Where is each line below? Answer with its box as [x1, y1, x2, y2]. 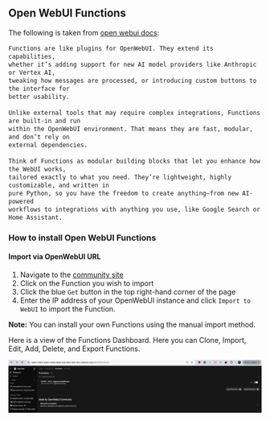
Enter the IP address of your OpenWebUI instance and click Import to [19, 295, 252, 305]
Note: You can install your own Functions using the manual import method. [8, 320, 256, 329]
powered [8, 197, 35, 205]
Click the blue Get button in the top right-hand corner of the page [19, 287, 236, 296]
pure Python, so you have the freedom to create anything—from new [8, 189, 239, 197]
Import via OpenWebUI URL [8, 252, 101, 262]
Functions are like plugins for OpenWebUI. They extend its [8, 44, 215, 52]
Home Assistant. [8, 213, 63, 221]
